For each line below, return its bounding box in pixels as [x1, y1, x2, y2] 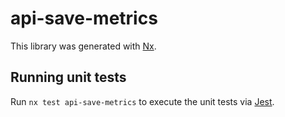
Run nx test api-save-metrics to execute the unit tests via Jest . [10, 95, 275, 107]
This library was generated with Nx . [10, 40, 157, 52]
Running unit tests [10, 69, 127, 86]
